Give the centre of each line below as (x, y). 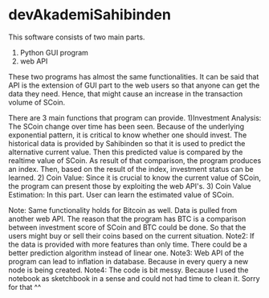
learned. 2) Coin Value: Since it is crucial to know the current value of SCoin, (135, 178)
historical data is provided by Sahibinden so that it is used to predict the (127, 143)
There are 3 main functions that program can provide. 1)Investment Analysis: (135, 117)
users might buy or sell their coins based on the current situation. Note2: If (132, 235)
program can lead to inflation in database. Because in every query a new (128, 261)
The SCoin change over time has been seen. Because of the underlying (126, 126)
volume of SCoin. (37, 102)
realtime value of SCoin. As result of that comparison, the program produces (135, 160)
